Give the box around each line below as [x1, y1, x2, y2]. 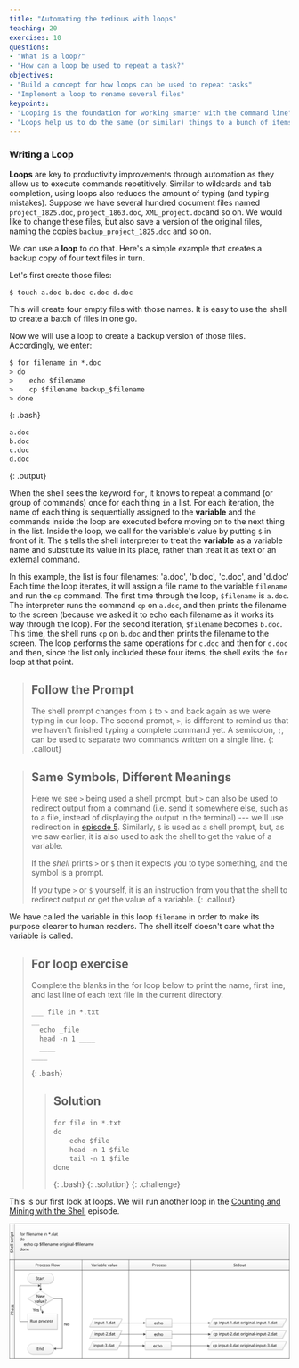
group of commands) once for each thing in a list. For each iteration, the [9, 497, 275, 507]
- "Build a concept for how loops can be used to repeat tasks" [9, 80, 253, 89]
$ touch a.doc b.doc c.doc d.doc [9, 288, 133, 297]
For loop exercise [30, 956, 129, 971]
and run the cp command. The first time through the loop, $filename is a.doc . [9, 589, 289, 601]
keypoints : [9, 99, 50, 108]
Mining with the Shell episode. [9, 1205, 120, 1216]
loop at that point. [9, 656, 74, 667]
